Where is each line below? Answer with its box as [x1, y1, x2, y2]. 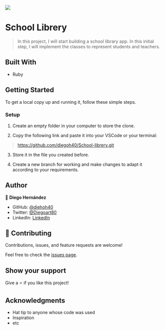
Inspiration [12, 315, 34, 321]
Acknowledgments [5, 296, 66, 305]
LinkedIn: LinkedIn [12, 214, 50, 220]
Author [5, 181, 27, 189]
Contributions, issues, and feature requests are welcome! [5, 242, 123, 248]
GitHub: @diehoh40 [12, 204, 53, 210]
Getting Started [5, 86, 54, 94]
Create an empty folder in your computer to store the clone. [12, 123, 135, 129]
